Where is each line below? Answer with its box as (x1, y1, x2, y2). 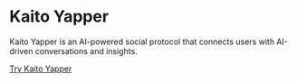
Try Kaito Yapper (9, 63, 72, 74)
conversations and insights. (34, 45, 138, 56)
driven (9, 45, 34, 56)
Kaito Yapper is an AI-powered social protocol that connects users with (9, 36, 274, 47)
